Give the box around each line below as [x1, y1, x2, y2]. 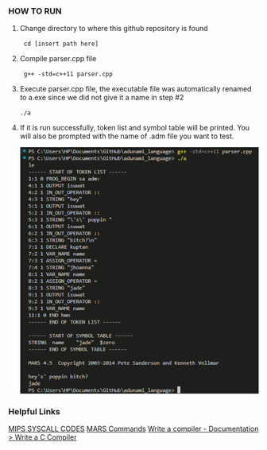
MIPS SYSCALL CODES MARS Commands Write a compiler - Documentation [8, 424, 259, 434]
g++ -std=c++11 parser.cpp [23, 70, 113, 79]
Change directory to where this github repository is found [19, 24, 208, 33]
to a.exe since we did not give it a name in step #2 [19, 93, 184, 103]
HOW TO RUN [8, 6, 62, 17]
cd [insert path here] [23, 40, 99, 48]
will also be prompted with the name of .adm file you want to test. [19, 131, 234, 141]
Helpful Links [8, 405, 61, 417]
